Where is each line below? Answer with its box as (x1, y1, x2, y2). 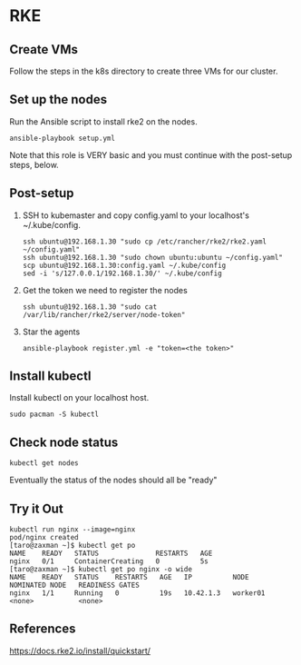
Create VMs (9, 42, 79, 57)
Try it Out (9, 501, 63, 516)
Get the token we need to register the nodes (22, 284, 188, 295)
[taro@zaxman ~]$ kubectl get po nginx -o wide (9, 565, 193, 574)
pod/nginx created (9, 533, 79, 542)
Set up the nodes (9, 92, 107, 107)
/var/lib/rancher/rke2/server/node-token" (22, 310, 186, 319)
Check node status (9, 434, 119, 450)
